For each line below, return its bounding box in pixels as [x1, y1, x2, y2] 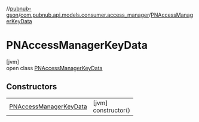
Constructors [6, 82, 57, 92]
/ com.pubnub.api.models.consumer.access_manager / [18, 11, 151, 18]
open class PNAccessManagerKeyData [6, 64, 103, 71]
